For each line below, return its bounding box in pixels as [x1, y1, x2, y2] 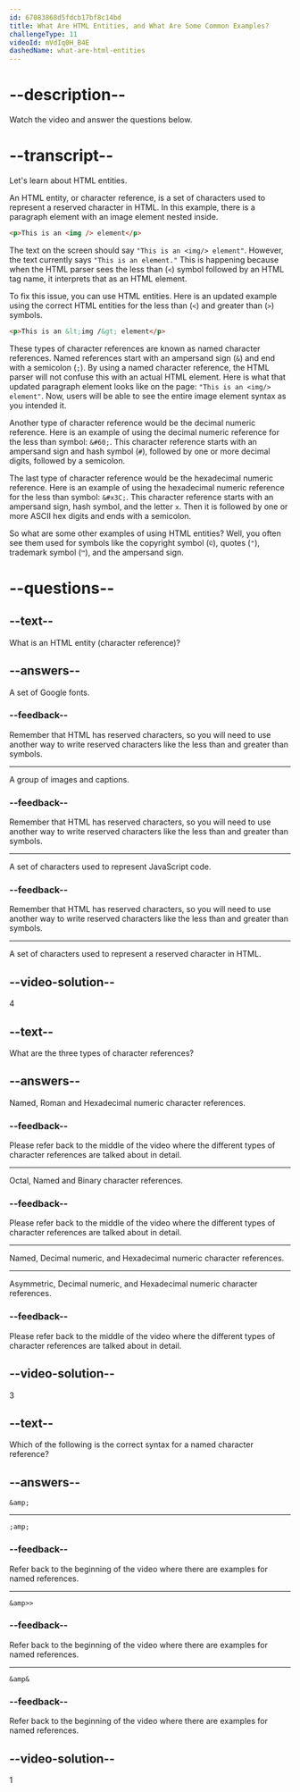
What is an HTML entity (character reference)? [9, 637, 181, 648]
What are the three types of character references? [9, 1048, 195, 1059]
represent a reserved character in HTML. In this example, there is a [9, 202, 256, 213]
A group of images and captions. [9, 774, 129, 784]
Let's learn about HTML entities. [9, 175, 128, 186]
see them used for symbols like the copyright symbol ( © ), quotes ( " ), [9, 537, 261, 548]
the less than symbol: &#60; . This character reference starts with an [9, 436, 257, 447]
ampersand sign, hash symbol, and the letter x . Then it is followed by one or [9, 501, 288, 512]
